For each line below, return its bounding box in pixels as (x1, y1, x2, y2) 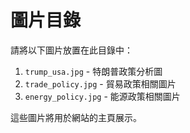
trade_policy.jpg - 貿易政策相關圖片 (24, 77, 177, 90)
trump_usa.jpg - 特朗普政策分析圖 (24, 65, 163, 77)
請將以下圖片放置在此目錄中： (10, 44, 133, 56)
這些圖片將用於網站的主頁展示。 (10, 111, 142, 123)
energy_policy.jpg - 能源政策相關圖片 (24, 90, 181, 102)
